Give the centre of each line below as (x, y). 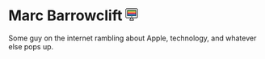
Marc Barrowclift (65, 16)
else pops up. (31, 46)
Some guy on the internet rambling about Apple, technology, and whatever (132, 38)
